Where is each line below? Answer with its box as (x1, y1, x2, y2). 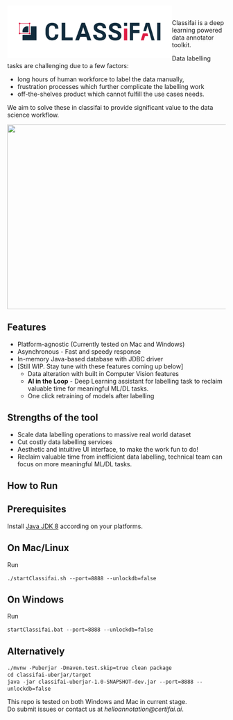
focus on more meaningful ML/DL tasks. (17, 459, 132, 468)
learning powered (172, 26, 223, 34)
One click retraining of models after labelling (27, 391, 155, 400)
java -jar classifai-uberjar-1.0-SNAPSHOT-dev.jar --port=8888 (7, 678, 194, 686)
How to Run (7, 480, 58, 492)
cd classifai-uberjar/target (7, 671, 92, 679)
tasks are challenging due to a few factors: (7, 62, 129, 69)
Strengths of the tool (7, 412, 98, 424)
